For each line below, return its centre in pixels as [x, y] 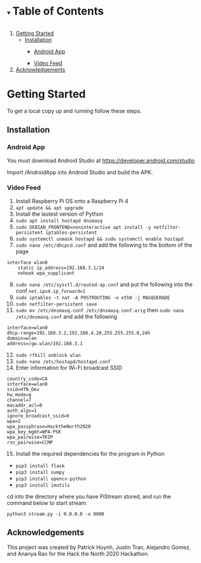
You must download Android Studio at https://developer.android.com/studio [101, 160]
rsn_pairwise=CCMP [30, 442]
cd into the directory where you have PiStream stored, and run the [89, 496]
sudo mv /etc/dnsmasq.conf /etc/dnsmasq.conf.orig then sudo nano [100, 310]
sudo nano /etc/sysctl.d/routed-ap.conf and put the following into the [104, 284]
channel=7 [19, 400]
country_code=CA [27, 379]
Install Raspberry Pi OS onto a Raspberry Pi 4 [72, 201]
